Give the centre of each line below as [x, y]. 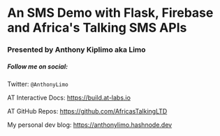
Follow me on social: [38, 66]
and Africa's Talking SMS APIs [97, 28]
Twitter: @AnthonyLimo [38, 84]
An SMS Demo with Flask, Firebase [110, 13]
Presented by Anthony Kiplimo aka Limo [76, 50]
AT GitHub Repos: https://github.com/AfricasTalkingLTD [87, 111]
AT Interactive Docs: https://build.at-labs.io [69, 98]
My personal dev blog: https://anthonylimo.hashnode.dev [90, 125]
